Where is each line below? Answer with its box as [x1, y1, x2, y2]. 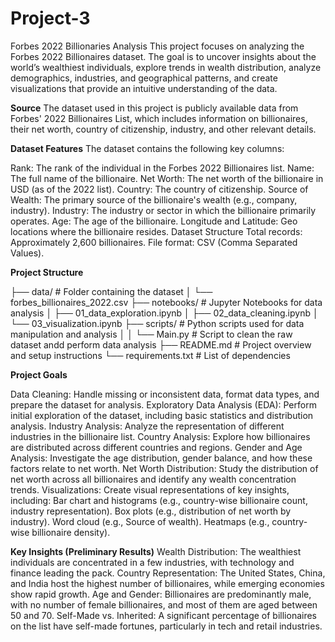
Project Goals [10, 368, 68, 381]
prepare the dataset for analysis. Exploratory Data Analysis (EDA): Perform [10, 398, 317, 411]
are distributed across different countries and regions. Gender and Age [10, 441, 303, 453]
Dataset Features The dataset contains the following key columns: [10, 142, 285, 154]
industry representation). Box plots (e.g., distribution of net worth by [10, 505, 292, 517]
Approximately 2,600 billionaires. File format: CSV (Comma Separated [10, 236, 298, 248]
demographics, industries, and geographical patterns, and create [10, 72, 278, 84]
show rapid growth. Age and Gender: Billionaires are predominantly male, [10, 588, 312, 600]
